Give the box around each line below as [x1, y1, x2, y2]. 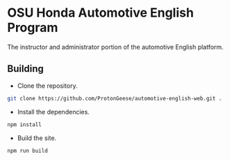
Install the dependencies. [17, 107, 90, 116]
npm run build [7, 147, 49, 154]
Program [7, 20, 58, 36]
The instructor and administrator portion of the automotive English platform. [7, 43, 224, 51]
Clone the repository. [17, 82, 78, 90]
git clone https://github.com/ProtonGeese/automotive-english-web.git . [7, 95, 222, 102]
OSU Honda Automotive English [7, 5, 195, 21]
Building [7, 63, 44, 75]
